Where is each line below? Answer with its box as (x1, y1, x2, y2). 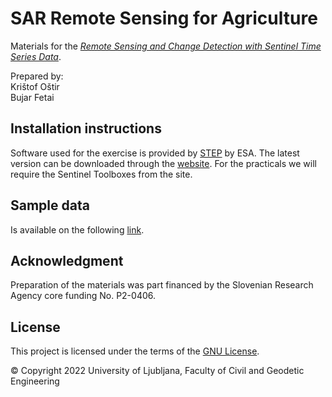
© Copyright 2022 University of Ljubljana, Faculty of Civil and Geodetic (10, 365, 305, 377)
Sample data (10, 197, 90, 214)
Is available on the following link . (10, 223, 145, 236)
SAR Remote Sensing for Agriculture (10, 7, 318, 30)
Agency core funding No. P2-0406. (10, 290, 157, 302)
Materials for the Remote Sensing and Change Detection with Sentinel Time (10, 40, 322, 52)
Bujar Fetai (10, 91, 55, 103)
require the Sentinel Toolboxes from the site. (10, 168, 193, 180)
